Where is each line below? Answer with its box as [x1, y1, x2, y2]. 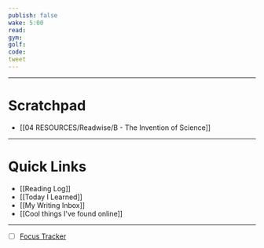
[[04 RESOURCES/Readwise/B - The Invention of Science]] [19, 123, 211, 132]
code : [8, 48, 26, 56]
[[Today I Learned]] [19, 192, 82, 202]
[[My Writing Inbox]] [19, 200, 85, 209]
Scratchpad [8, 97, 86, 115]
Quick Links [8, 158, 86, 176]
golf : [8, 41, 26, 49]
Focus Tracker [19, 231, 67, 241]
